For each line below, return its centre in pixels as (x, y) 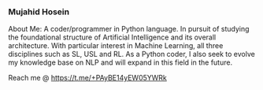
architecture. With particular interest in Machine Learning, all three (116, 46)
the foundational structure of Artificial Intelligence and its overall (112, 37)
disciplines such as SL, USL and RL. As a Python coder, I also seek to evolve (132, 54)
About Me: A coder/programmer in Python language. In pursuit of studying (129, 29)
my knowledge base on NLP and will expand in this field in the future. (120, 62)
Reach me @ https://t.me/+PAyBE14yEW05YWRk (88, 78)
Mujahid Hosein (39, 12)
